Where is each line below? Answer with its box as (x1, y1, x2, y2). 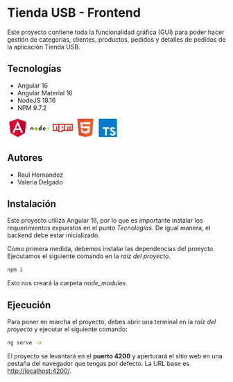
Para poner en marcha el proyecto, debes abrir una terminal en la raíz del (7, 318, 216, 326)
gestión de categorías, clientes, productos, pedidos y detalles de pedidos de (7, 35, 226, 43)
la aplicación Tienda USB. (7, 42, 81, 51)
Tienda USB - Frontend (7, 5, 141, 21)
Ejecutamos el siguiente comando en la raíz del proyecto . (7, 252, 171, 260)
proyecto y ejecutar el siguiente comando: (7, 325, 128, 333)
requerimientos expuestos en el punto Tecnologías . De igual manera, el (7, 224, 211, 232)
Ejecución (7, 299, 51, 311)
